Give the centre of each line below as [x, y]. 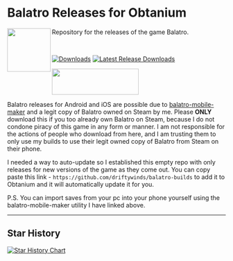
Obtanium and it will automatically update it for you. [81, 184]
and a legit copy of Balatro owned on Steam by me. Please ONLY [119, 112]
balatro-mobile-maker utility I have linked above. [76, 205]
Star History [34, 234]
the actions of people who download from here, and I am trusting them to [112, 134]
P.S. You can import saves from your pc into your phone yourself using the [114, 197]
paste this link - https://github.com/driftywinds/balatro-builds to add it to [116, 177]
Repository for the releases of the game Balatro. [120, 32]
